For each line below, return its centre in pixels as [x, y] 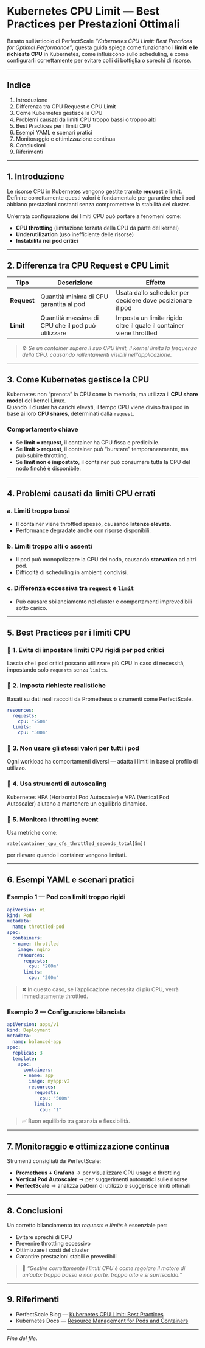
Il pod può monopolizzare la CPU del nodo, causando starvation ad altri [106, 560]
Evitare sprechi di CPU [44, 1237]
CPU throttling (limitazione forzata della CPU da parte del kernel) [97, 228]
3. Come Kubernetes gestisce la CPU [78, 380]
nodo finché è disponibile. [48, 469]
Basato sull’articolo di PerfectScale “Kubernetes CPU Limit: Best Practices [99, 41]
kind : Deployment [29, 1030]
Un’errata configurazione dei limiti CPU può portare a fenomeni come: [94, 216]
